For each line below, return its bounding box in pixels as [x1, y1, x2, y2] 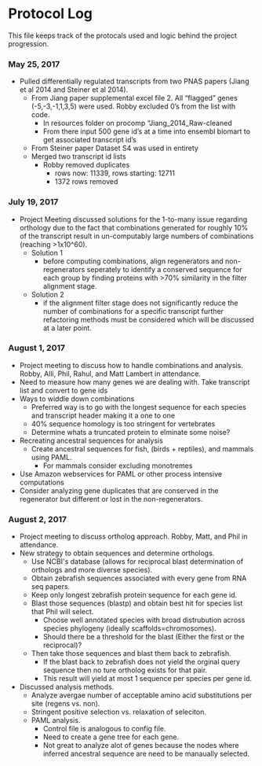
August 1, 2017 [8, 343, 65, 354]
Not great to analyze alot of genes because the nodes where [42, 741, 239, 750]
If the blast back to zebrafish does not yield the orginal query [42, 657, 241, 667]
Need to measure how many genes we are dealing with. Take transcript [19, 377, 250, 386]
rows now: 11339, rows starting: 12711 [54, 168, 175, 178]
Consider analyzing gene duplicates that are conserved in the [19, 485, 219, 495]
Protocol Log [8, 5, 93, 23]
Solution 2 [31, 289, 64, 299]
